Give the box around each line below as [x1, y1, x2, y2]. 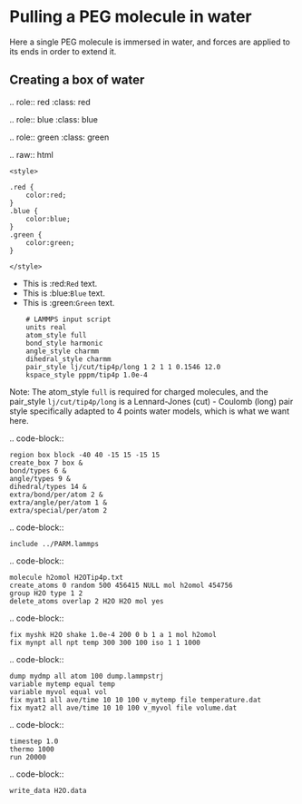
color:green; [25, 238, 75, 247]
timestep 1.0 [9, 737, 59, 746]
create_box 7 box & [9, 458, 83, 467]
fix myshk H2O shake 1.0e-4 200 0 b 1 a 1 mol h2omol [9, 630, 218, 639]
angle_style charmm [25, 347, 100, 356]
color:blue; [25, 214, 71, 223]
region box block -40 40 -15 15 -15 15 [9, 450, 161, 459]
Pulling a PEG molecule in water [9, 6, 252, 27]
